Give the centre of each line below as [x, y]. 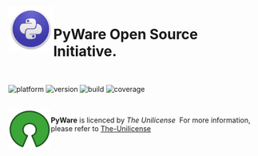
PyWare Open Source [125, 35]
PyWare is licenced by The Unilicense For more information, [151, 120]
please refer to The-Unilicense [101, 128]
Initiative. [85, 52]
